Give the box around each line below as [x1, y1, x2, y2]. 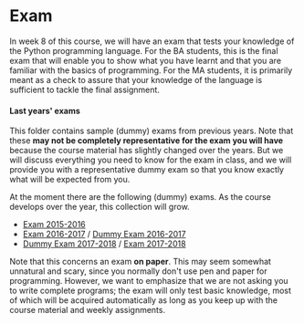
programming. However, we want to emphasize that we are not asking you [9, 276, 289, 287]
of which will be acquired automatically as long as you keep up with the [9, 295, 278, 306]
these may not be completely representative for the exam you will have [9, 135, 284, 146]
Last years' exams [9, 105, 80, 116]
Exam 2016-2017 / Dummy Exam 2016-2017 [22, 229, 186, 240]
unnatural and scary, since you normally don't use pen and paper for [9, 266, 267, 277]
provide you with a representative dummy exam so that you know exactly [9, 164, 285, 175]
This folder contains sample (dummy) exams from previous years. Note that [9, 125, 294, 137]
